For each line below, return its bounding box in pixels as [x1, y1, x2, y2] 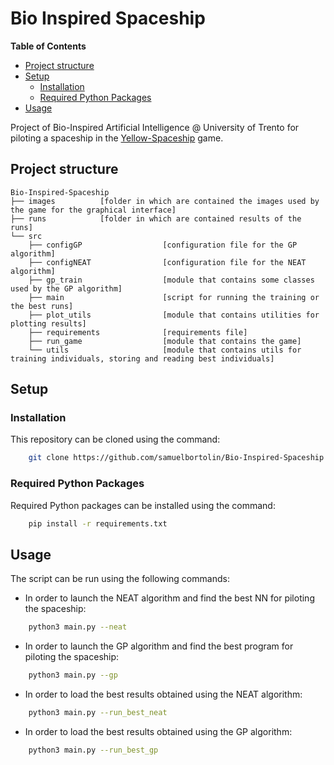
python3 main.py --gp [28, 670, 118, 681]
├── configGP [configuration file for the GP [28, 240, 298, 250]
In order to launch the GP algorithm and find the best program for [24, 640, 294, 652]
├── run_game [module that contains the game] [28, 336, 302, 346]
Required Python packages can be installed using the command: [10, 499, 276, 511]
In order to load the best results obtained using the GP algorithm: [24, 725, 293, 737]
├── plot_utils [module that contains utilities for [28, 310, 320, 320]
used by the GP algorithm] [10, 283, 123, 294]
